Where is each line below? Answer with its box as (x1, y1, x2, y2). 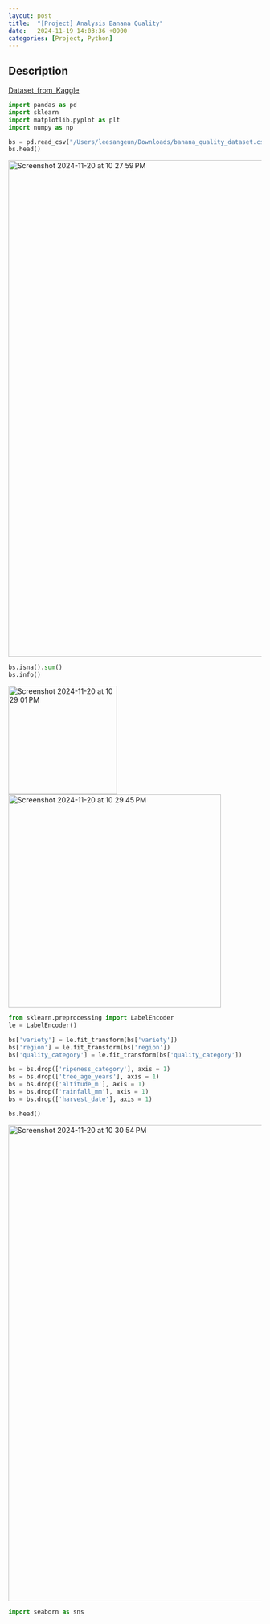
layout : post (8, 11, 52, 20)
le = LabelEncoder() (8, 1021, 78, 1029)
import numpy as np (8, 123, 74, 131)
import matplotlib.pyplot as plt (8, 116, 121, 124)
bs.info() (8, 671, 42, 679)
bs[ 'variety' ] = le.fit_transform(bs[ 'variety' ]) (8, 1036, 178, 1044)
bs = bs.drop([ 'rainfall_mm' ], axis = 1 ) (8, 1088, 149, 1096)
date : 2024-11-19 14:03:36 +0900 (8, 27, 128, 35)
